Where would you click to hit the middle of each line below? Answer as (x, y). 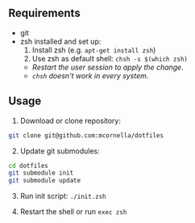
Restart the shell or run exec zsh (73, 212)
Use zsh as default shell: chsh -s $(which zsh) (110, 58)
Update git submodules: (60, 151)
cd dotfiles (28, 166)
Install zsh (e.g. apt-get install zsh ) (94, 50)
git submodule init (41, 173)
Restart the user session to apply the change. (108, 67)
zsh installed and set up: (60, 41)
